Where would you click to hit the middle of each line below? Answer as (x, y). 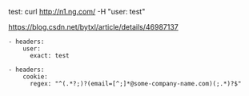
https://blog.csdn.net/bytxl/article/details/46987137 (93, 27)
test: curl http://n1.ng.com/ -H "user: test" (77, 12)
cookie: (35, 77)
